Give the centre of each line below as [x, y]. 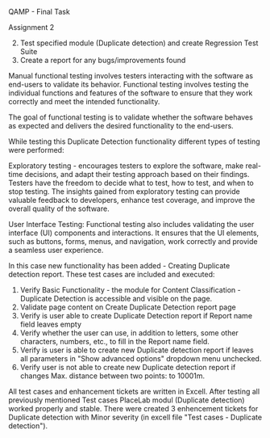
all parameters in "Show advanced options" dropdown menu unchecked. [141, 358]
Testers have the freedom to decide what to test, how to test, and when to [131, 183]
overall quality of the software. [59, 208]
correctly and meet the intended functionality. [84, 101]
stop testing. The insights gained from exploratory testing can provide [124, 192]
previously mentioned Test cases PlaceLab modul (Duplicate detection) [127, 400]
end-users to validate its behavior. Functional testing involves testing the [129, 84]
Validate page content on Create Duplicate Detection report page [128, 307]
